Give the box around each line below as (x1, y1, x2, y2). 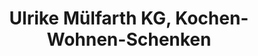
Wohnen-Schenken (46, 28, 212, 51)
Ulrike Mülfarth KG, (9, 7, 172, 30)
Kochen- (175, 7, 249, 30)
